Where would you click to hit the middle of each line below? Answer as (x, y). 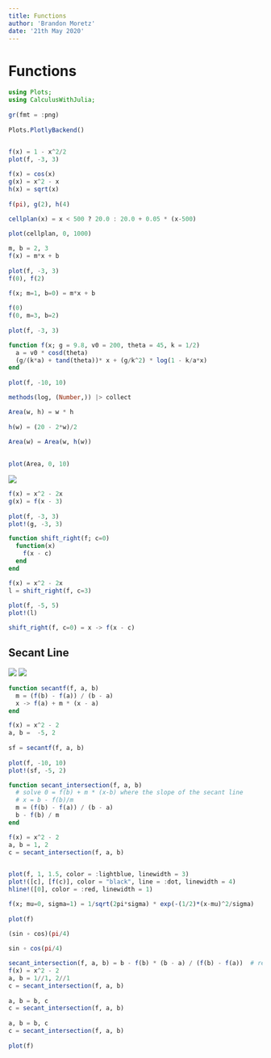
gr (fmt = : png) (34, 115)
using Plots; (30, 93)
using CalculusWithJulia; (52, 100)
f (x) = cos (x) (32, 175)
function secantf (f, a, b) (54, 688)
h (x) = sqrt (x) (34, 189)
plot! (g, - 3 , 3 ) (35, 524)
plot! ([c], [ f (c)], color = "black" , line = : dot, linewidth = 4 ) (122, 882)
